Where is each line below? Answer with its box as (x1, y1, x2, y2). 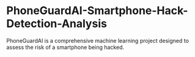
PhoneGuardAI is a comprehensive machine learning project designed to (6, 37, 189, 44)
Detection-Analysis (6, 17, 107, 31)
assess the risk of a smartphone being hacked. (6, 44, 124, 51)
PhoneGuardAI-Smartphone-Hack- (6, 4, 188, 18)
